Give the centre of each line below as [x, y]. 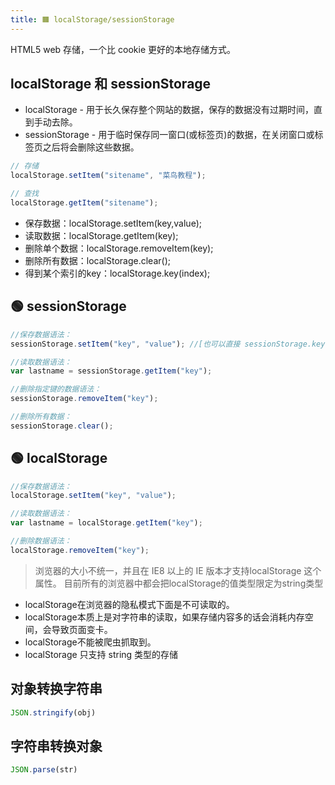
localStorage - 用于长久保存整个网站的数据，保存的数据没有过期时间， [169, 110]
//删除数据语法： [41, 541]
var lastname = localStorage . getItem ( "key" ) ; [106, 523]
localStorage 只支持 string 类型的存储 [101, 654]
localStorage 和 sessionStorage [111, 84]
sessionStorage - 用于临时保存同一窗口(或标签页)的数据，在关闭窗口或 [169, 135]
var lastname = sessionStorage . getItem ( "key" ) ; [111, 371]
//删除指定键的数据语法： [56, 389]
